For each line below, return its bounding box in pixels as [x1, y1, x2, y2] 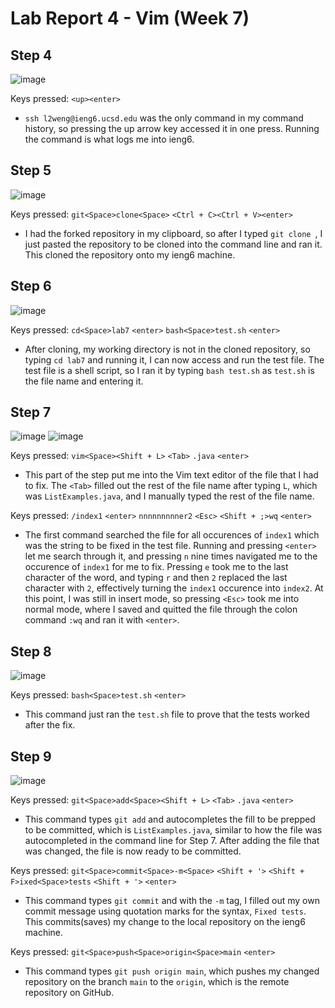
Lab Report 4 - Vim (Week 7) [10, 7, 250, 30]
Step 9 [10, 748, 52, 765]
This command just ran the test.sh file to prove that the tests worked [24, 708, 310, 721]
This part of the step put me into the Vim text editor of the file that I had [24, 469, 319, 481]
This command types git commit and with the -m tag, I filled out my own [24, 895, 320, 907]
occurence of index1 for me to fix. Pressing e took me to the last [24, 561, 289, 573]
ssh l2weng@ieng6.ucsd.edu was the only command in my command [24, 112, 304, 124]
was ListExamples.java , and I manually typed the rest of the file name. [24, 490, 315, 502]
